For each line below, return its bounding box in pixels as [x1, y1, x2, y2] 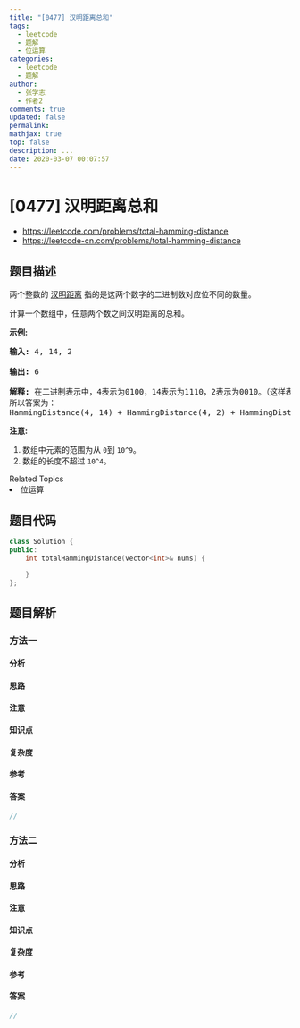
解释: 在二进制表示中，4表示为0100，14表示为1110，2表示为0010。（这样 [9, 387, 286, 397]
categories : [9, 55, 54, 64]
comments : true [9, 105, 66, 114]
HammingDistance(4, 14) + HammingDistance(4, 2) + [9, 408, 236, 418]
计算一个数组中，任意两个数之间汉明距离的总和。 [9, 308, 189, 319]
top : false [9, 138, 50, 147]
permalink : [9, 122, 50, 131]
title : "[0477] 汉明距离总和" [9, 13, 113, 22]
